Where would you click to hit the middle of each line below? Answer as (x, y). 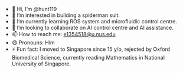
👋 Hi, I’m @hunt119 (34, 9)
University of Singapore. (41, 64)
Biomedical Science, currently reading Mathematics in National (88, 58)
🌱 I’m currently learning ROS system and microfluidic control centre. (94, 21)
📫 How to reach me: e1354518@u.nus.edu (64, 34)
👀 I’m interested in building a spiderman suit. (66, 15)
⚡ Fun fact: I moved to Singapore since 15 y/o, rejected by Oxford (91, 49)
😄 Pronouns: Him (33, 43)
